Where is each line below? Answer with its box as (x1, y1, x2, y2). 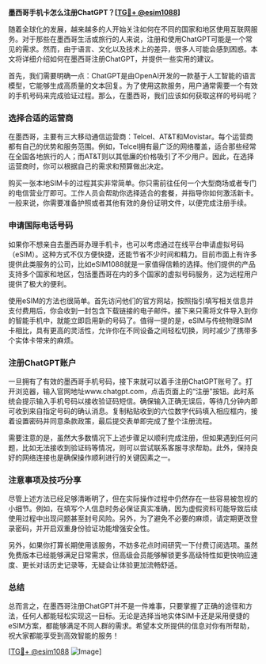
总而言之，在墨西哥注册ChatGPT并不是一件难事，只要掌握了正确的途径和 (8, 601, 246, 611)
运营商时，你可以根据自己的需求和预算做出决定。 (8, 161, 168, 171)
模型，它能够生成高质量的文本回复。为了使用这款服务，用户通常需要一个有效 (8, 81, 258, 90)
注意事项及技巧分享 (8, 474, 82, 485)
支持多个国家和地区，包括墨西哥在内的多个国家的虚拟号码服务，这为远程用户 (8, 269, 258, 279)
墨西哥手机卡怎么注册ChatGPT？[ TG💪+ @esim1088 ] (8, 8, 180, 17)
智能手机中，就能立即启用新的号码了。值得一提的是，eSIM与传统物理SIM (14, 316, 253, 325)
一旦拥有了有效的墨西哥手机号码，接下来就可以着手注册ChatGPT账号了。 (8, 376, 246, 386)
